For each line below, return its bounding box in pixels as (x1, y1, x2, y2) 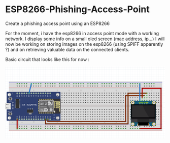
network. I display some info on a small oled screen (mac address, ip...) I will (5, 36, 165, 42)
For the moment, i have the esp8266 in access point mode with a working (5, 30, 159, 36)
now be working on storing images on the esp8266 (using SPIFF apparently (5, 41, 163, 47)
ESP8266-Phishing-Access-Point (5, 4, 150, 15)
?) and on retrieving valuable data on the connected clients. (5, 46, 129, 52)
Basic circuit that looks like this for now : (5, 56, 90, 62)
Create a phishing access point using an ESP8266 (5, 20, 110, 26)
